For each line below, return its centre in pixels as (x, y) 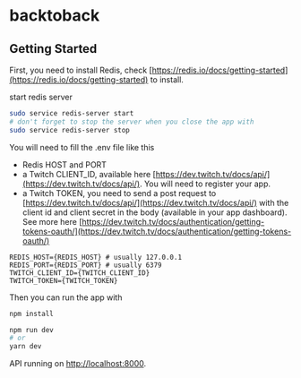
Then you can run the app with (66, 297)
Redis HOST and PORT (64, 164)
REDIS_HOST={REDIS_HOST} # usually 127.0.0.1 (95, 257)
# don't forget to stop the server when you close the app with (132, 122)
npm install (31, 314)
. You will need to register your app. (205, 184)
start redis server (41, 97)
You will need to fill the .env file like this (82, 147)
